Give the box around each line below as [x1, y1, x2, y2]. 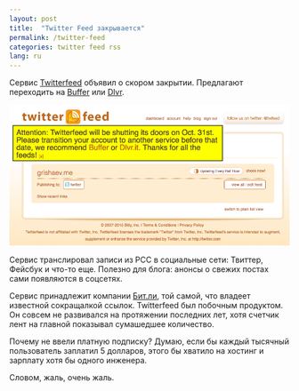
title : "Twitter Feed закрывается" [9, 23, 145, 33]
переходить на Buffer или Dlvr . [9, 87, 125, 98]
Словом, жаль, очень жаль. [9, 372, 115, 383]
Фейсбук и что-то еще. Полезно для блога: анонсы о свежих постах [9, 264, 270, 275]
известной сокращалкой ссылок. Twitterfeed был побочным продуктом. [9, 300, 284, 311]
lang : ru [9, 52, 42, 61]
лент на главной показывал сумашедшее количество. [9, 319, 215, 330]
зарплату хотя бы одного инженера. [9, 355, 148, 366]
